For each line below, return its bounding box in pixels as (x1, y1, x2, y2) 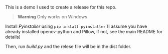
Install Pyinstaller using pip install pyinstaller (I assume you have (5, 23, 147, 29)
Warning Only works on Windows (17, 14, 88, 19)
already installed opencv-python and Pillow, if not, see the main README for (5, 29, 163, 34)
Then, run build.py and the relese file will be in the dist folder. (5, 44, 132, 49)
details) (5, 34, 21, 40)
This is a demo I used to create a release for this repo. (5, 4, 117, 10)
